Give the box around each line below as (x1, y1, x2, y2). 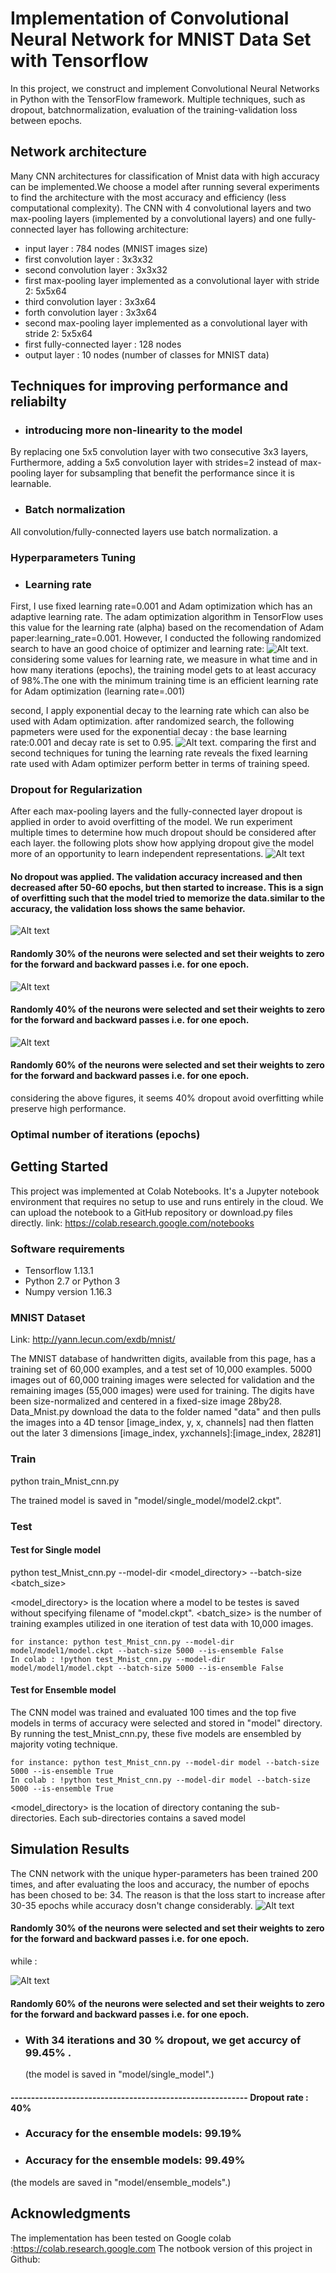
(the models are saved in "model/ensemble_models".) (10, 2176, 232, 2188)
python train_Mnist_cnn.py (10, 1475, 120, 1487)
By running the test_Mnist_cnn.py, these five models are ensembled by (10, 1728, 302, 1740)
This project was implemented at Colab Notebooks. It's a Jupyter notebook (10, 1185, 320, 1197)
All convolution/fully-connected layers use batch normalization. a (10, 525, 278, 537)
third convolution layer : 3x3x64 (24, 295, 157, 307)
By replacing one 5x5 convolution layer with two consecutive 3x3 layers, (10, 446, 309, 458)
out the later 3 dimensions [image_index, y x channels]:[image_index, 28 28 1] (10, 1427, 322, 1439)
